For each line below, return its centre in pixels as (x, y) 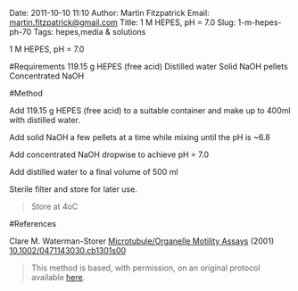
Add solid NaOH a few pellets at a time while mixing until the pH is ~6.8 (140, 137)
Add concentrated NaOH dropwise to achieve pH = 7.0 (109, 154)
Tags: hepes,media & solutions (90, 32)
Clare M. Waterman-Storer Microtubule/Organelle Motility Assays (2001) (142, 241)
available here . (58, 277)
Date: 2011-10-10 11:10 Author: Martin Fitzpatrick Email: (109, 13)
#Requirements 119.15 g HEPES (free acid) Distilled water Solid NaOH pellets (149, 67)
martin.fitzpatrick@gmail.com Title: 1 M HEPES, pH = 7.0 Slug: (123, 22)
